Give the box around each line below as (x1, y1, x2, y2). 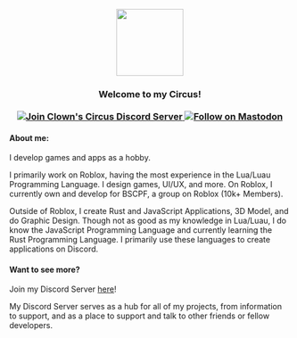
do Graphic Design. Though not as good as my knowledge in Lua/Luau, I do (9, 215, 287, 227)
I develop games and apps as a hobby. (9, 153, 152, 163)
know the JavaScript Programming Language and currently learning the (9, 225, 273, 235)
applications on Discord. (9, 243, 99, 254)
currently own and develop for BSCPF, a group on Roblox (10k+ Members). (9, 188, 284, 200)
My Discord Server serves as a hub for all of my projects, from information (9, 301, 283, 312)
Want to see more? (9, 264, 80, 275)
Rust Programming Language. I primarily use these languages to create (9, 235, 270, 245)
